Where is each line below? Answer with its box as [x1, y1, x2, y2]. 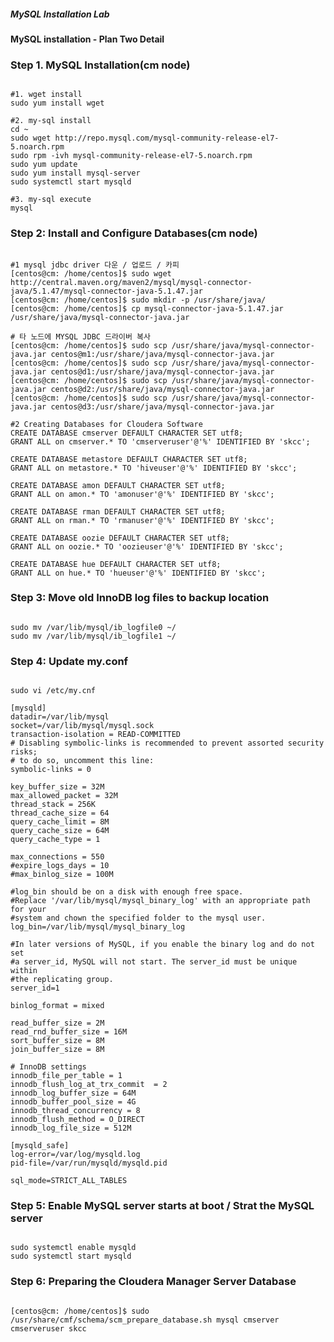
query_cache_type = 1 [10, 835, 101, 845]
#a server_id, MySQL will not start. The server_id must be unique [10, 957, 298, 967]
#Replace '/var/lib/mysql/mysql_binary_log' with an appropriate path [10, 896, 311, 906]
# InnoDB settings [10, 1062, 87, 1072]
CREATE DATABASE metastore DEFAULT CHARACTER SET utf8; [10, 454, 248, 464]
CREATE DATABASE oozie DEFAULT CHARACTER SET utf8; [10, 533, 230, 543]
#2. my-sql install [10, 116, 92, 126]
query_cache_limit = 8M [10, 817, 110, 827]
